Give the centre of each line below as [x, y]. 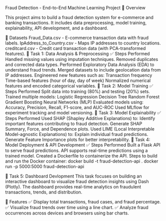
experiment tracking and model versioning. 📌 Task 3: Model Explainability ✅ [83, 113]
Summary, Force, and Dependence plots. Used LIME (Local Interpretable [80, 129]
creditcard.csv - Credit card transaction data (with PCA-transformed [75, 48]
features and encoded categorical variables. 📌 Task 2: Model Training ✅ [79, 86]
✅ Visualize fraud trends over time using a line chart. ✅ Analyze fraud [77, 207]
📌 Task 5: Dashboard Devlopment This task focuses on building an [73, 176]
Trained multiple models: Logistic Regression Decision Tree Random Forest [82, 97]
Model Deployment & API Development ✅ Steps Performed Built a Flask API [83, 145]
